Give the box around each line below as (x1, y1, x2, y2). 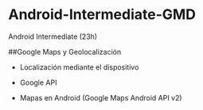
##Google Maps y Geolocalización (8, 47, 122, 56)
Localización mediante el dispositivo (19, 62, 139, 72)
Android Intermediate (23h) (8, 32, 98, 41)
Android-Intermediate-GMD (8, 6, 197, 24)
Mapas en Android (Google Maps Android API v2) (19, 93, 182, 102)
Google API (19, 78, 57, 87)
